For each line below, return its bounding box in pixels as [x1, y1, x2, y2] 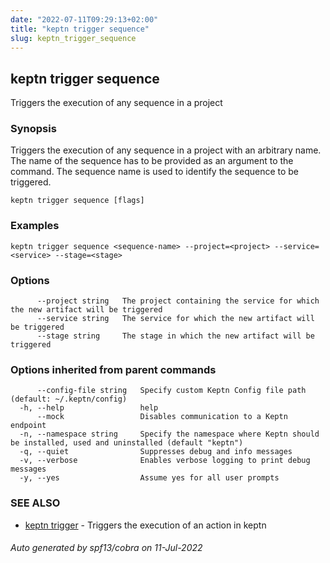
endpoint [10, 421, 47, 431]
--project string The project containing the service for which [36, 296, 320, 306]
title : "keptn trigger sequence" [10, 24, 150, 34]
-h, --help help [19, 403, 159, 413]
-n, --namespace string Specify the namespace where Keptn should [19, 429, 320, 440]
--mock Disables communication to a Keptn [36, 412, 288, 422]
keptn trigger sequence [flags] [10, 196, 145, 206]
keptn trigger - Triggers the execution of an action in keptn [24, 519, 267, 531]
